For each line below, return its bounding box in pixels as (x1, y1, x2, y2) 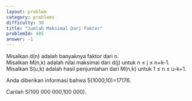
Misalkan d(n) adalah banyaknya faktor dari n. (6, 53, 119, 59)
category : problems (6, 14, 55, 20)
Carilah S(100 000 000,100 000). (6, 89, 87, 95)
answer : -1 (6, 36, 33, 42)
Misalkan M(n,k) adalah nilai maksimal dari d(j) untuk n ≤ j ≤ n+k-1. (6, 59, 170, 66)
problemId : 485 (6, 31, 44, 37)
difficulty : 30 (6, 20, 44, 26)
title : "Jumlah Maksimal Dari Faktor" (6, 25, 103, 31)
